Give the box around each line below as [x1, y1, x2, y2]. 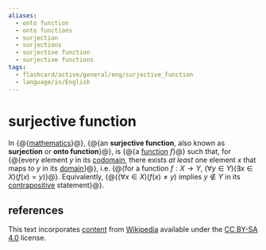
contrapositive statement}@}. [8, 180, 105, 190]
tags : [8, 63, 26, 71]
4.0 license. [8, 233, 46, 243]
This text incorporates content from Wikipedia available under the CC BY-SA [8, 225, 258, 234]
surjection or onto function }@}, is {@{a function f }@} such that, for [8, 147, 232, 156]
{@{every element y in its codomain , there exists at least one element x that [8, 156, 256, 165]
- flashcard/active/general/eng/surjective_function [15, 71, 194, 79]
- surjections [15, 41, 62, 49]
